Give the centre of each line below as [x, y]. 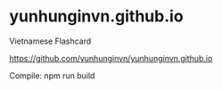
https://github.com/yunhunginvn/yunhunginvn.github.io [111, 58]
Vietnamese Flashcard [50, 41]
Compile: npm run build [52, 75]
